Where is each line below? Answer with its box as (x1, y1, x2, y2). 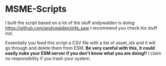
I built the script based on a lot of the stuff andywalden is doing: (5, 20, 136, 26)
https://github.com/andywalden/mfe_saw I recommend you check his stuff (5, 25, 158, 31)
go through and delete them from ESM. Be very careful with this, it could (5, 45, 155, 51)
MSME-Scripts (5, 3, 67, 15)
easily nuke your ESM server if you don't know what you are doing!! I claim (5, 50, 162, 56)
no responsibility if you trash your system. (5, 55, 91, 61)
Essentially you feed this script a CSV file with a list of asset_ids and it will (5, 39, 156, 45)
